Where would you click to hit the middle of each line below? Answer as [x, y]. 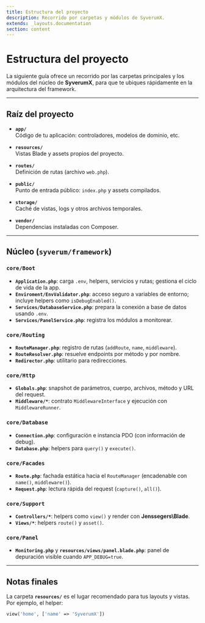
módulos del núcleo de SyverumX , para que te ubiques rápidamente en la [99, 82]
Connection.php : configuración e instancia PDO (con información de [100, 435]
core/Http [21, 375]
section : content [28, 29]
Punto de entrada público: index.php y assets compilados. [88, 190]
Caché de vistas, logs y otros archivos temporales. [79, 209]
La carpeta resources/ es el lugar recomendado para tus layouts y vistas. [98, 597]
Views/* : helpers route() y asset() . [59, 523]
